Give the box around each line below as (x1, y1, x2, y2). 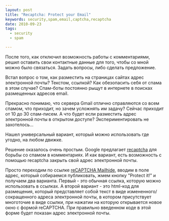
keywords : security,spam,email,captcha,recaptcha (5, 17, 112, 22)
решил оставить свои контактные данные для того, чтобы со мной (5, 59, 149, 65)
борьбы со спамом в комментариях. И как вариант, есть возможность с (5, 152, 162, 158)
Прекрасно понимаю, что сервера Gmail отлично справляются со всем (5, 100, 159, 106)
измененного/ (127, 188, 157, 194)
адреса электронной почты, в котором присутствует (37, 194, 152, 200)
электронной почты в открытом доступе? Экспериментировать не (5, 116, 149, 122)
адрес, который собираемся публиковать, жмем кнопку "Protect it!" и (5, 172, 156, 178)
